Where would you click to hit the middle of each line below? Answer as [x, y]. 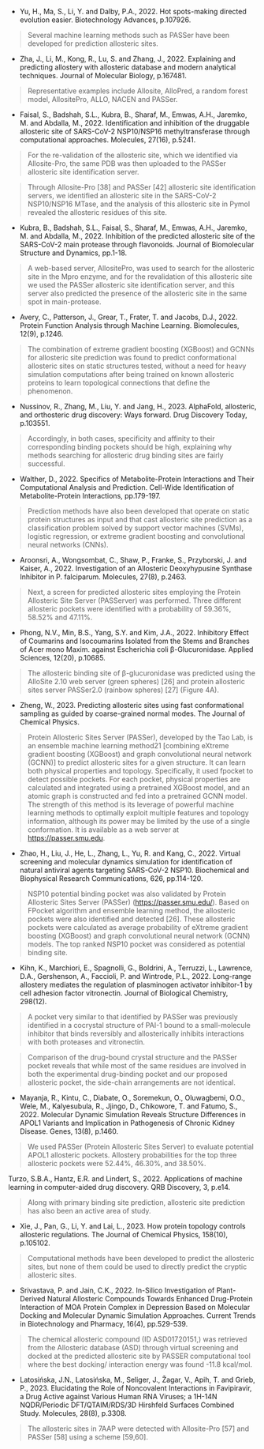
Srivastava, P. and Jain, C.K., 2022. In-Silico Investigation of [117, 1290]
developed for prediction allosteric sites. [93, 43]
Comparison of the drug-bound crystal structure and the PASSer [132, 1057]
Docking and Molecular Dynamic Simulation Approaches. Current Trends [138, 1315]
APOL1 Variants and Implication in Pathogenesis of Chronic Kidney [127, 1123]
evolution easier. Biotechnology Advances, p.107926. [105, 20]
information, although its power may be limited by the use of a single [139, 821]
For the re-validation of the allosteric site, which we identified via [133, 155]
